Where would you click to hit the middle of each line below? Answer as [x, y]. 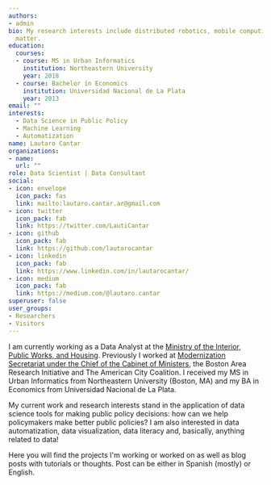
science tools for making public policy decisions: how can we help [118, 413]
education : [27, 46]
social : [21, 181]
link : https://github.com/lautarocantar [84, 249]
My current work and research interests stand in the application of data [127, 405]
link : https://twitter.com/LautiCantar [83, 226]
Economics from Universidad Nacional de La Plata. [92, 389]
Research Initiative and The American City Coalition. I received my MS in [128, 372]
